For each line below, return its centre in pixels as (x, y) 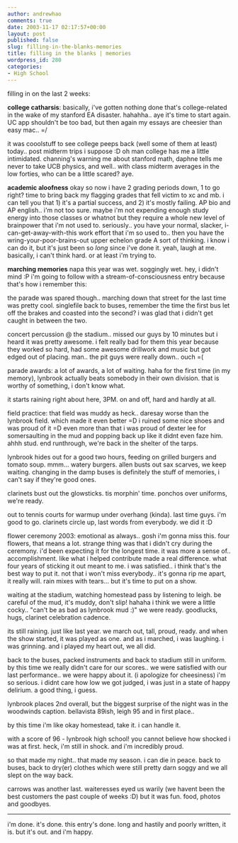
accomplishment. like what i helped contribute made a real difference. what (117, 558)
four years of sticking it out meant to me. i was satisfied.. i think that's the (114, 566)
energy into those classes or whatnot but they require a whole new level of (116, 218)
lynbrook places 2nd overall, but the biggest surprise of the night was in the (118, 703)
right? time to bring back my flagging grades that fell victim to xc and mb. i (116, 195)
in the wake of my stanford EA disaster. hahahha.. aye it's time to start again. (119, 115)
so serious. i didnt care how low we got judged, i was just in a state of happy (119, 682)
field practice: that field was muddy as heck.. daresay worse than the (108, 413)
